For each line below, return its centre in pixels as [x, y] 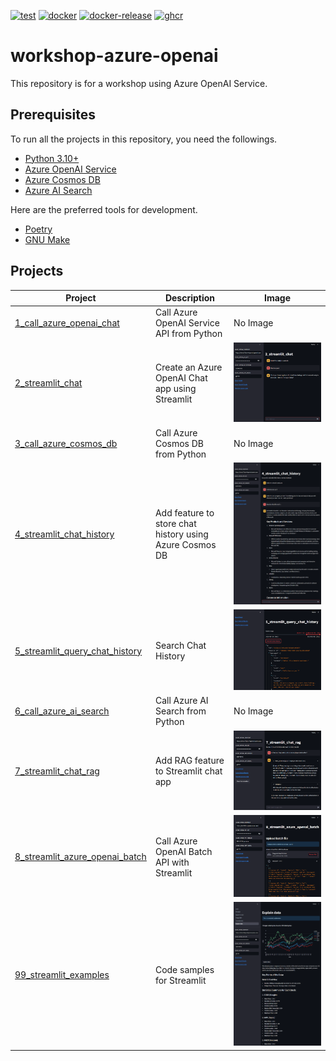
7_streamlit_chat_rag [57, 771]
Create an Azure [188, 367]
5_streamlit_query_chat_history [78, 651]
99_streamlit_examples [62, 975]
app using [175, 388]
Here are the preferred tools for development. [104, 209]
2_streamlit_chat [48, 383]
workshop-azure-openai [114, 56]
